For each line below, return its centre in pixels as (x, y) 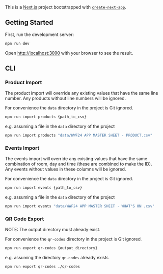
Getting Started (29, 22)
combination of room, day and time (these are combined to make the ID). (79, 164)
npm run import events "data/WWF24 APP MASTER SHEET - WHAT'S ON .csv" (80, 206)
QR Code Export (25, 219)
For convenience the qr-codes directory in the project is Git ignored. (74, 239)
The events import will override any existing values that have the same (76, 159)
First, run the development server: (40, 34)
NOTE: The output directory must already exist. (53, 230)
